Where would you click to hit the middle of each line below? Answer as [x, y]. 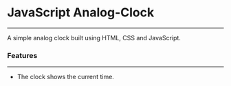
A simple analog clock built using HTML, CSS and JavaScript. [94, 38]
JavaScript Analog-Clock [81, 13]
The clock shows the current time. [66, 77]
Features [22, 55]
